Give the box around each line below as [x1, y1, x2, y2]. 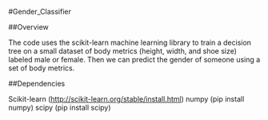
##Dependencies [8, 79, 66, 88]
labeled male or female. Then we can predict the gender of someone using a [8, 55, 261, 64]
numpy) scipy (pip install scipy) [8, 103, 111, 112]
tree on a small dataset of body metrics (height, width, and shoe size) [8, 46, 238, 55]
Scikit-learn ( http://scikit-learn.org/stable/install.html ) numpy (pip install [8, 94, 245, 103]
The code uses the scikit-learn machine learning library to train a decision [8, 38, 252, 47]
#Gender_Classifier [8, 7, 72, 16]
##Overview [8, 22, 50, 31]
